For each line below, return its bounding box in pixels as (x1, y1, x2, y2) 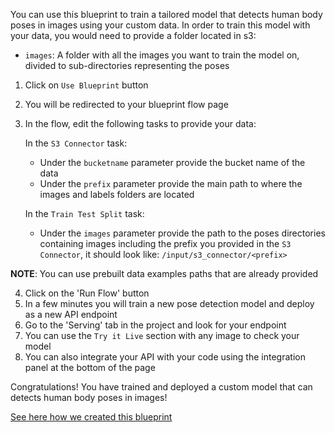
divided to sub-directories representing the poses (24, 60, 230, 71)
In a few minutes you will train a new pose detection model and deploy (24, 298, 315, 309)
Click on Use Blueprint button (24, 79, 149, 91)
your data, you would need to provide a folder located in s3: (10, 30, 257, 41)
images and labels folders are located (39, 189, 195, 200)
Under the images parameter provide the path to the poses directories (39, 227, 326, 239)
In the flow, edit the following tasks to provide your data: (24, 118, 257, 129)
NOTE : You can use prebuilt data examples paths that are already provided (10, 268, 319, 279)
